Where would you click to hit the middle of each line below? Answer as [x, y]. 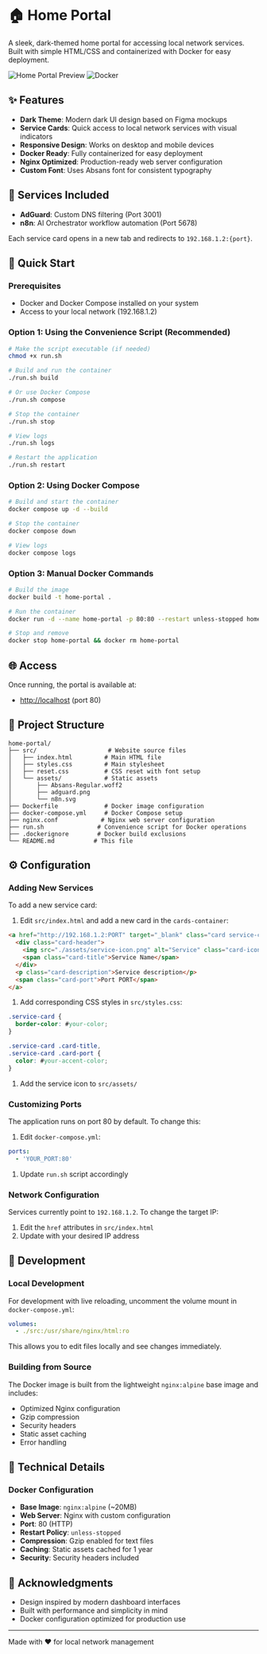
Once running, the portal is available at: [72, 685]
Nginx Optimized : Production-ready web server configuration [121, 162]
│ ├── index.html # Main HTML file [85, 757]
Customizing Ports [45, 1104]
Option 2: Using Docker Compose [74, 485]
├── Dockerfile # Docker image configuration [106, 806]
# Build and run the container [60, 371]
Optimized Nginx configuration [70, 1408]
